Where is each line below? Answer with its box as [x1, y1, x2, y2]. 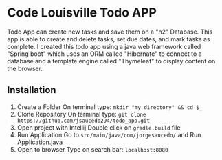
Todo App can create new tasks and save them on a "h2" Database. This [7, 28, 213, 36]
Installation [7, 84, 56, 96]
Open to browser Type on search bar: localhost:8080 [16, 145, 168, 153]
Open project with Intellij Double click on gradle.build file [16, 123, 181, 132]
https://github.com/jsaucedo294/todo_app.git [16, 117, 150, 124]
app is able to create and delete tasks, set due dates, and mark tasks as [7, 34, 210, 43]
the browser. [7, 64, 43, 72]
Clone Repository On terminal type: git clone [16, 110, 146, 118]
